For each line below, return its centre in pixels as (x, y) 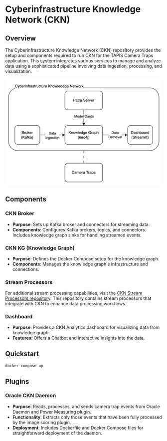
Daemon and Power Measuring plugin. (52, 412)
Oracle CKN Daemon (31, 396)
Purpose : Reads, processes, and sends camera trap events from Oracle (86, 406)
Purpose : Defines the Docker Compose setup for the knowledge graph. (86, 258)
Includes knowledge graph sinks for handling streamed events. (77, 235)
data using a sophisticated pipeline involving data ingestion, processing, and (83, 66)
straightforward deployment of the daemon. (57, 433)
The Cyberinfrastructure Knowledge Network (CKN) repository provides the (83, 50)
